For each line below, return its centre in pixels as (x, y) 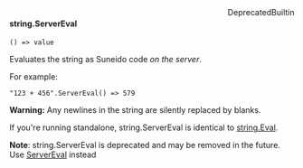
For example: (34, 77)
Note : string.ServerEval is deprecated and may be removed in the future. (145, 145)
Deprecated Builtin (261, 12)
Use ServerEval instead (53, 154)
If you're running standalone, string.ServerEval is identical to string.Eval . (144, 127)
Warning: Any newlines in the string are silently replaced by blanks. (135, 110)
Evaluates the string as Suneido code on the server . (105, 60)
